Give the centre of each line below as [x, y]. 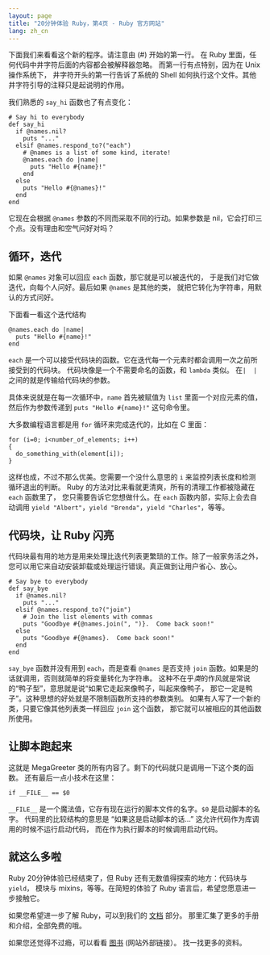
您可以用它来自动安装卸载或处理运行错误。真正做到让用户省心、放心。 [125, 566]
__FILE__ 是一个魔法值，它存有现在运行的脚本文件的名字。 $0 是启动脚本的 [131, 809]
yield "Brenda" [114, 508]
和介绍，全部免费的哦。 [47, 925]
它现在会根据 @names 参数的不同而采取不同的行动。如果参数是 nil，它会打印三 [135, 218]
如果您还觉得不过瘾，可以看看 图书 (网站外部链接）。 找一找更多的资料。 [127, 942]
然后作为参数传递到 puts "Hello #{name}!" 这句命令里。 [102, 408]
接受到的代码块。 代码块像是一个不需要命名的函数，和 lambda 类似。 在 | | [133, 370]
